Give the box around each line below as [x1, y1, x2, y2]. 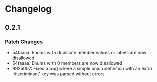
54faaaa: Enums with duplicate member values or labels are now [12, 49, 147, 55]
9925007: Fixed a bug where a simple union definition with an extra [12, 65, 152, 71]
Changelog [5, 3, 52, 15]
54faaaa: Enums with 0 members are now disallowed [12, 60, 122, 66]
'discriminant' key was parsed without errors [12, 71, 105, 77]
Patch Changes [5, 38, 43, 45]
